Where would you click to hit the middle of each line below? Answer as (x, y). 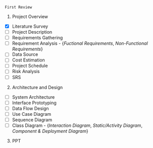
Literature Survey (30, 26)
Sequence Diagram (32, 120)
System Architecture (33, 97)
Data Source (25, 54)
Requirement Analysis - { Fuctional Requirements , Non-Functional (80, 43)
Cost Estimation (28, 60)
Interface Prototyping (34, 103)
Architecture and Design (37, 87)
